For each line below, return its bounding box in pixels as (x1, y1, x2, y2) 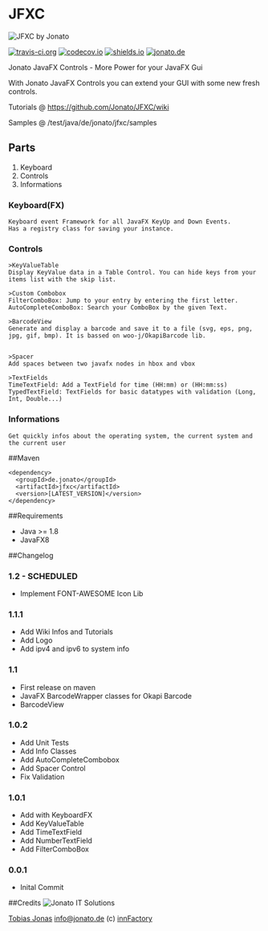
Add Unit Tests (19, 737, 70, 747)
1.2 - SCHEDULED (8, 570, 78, 582)
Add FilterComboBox (19, 844, 90, 854)
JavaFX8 (19, 535, 50, 545)
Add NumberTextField (19, 836, 92, 846)
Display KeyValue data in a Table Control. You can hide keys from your (8, 268, 257, 277)
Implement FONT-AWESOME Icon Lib (19, 588, 144, 598)
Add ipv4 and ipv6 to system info (19, 644, 130, 654)
